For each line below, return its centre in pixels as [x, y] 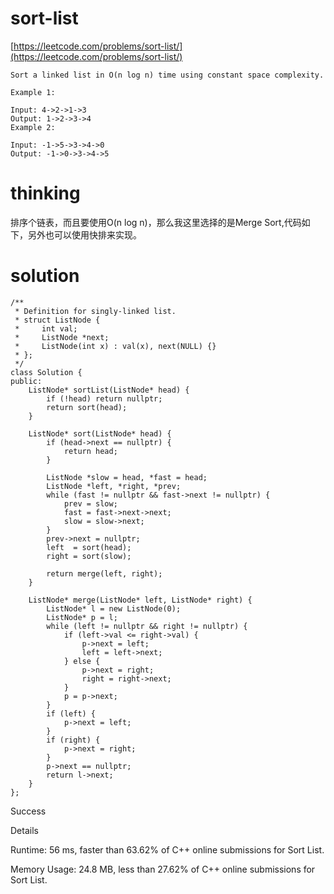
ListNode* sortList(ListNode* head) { [109, 390]
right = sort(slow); [89, 556]
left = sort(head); [89, 547]
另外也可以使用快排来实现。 [84, 234]
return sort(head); [87, 407]
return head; [90, 451]
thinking [45, 193]
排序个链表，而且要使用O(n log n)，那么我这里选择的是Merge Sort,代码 [156, 222]
